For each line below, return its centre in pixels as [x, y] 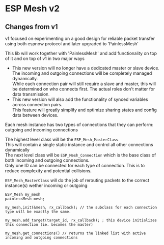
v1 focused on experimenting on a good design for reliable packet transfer [80, 38]
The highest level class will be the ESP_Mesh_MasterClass [62, 139]
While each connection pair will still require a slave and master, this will [84, 84]
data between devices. [35, 115]
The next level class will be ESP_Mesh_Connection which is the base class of [81, 155]
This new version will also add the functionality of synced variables [80, 99]
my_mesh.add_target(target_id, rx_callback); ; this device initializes [81, 220]
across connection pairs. [37, 105]
